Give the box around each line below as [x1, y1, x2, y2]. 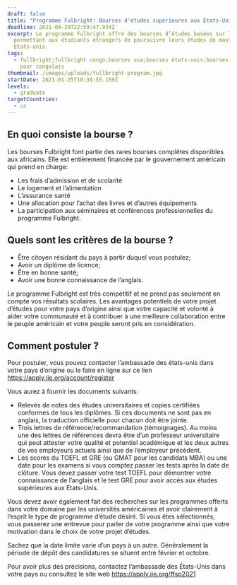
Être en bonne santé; [17, 268, 79, 277]
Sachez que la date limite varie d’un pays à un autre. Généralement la [7, 541, 209, 550]
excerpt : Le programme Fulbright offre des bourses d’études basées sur [7, 30, 226, 37]
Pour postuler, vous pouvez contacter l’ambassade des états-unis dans [7, 359, 214, 367]
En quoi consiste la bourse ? [7, 129, 133, 141]
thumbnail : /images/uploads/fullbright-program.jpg [7, 69, 162, 76]
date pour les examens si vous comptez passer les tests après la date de [17, 461, 229, 470]
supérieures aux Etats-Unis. [17, 484, 99, 492]
